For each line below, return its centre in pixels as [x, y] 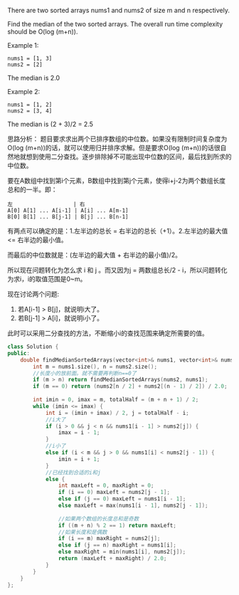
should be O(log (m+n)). [43, 32]
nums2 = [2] [25, 65]
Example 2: [24, 91]
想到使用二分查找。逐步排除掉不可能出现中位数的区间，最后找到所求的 [129, 157]
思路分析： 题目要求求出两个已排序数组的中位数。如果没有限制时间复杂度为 [117, 139]
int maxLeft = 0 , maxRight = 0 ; [106, 486]
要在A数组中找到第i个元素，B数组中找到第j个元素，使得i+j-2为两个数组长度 [117, 180]
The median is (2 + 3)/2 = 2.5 [51, 124]
